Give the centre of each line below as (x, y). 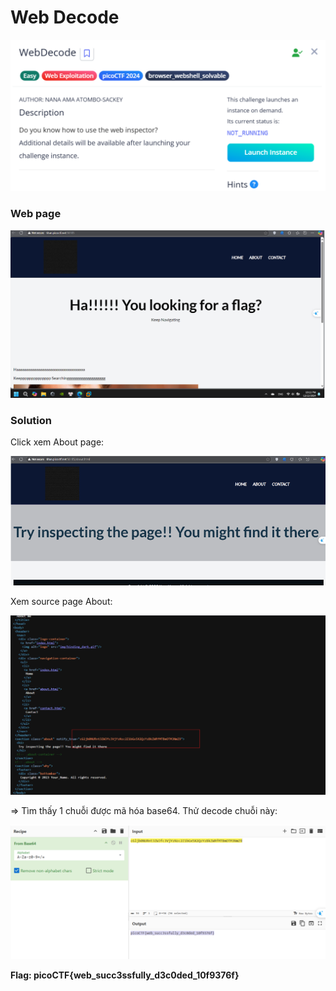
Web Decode (65, 17)
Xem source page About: (61, 602)
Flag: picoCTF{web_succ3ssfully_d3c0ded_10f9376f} (125, 975)
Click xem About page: (57, 442)
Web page (36, 214)
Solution (31, 420)
